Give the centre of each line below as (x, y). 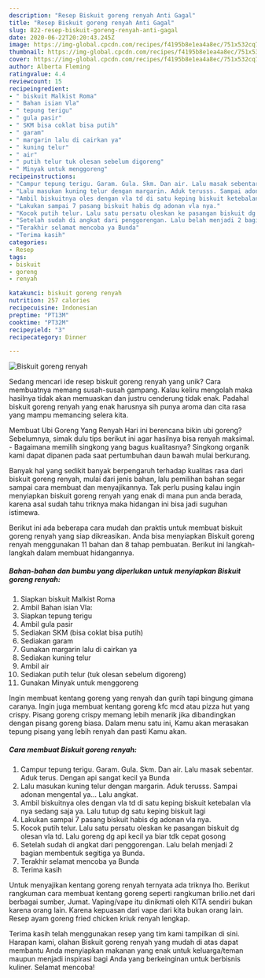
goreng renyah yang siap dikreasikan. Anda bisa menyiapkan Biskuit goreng (132, 536)
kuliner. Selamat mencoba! (52, 967)
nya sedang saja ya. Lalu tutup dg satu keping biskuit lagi (113, 811)
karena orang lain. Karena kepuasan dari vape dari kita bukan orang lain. (126, 910)
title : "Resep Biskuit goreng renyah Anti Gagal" (92, 23)
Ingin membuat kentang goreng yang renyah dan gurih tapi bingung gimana (131, 698)
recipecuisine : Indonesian (53, 308)
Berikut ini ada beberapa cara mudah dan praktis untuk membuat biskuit (126, 528)
